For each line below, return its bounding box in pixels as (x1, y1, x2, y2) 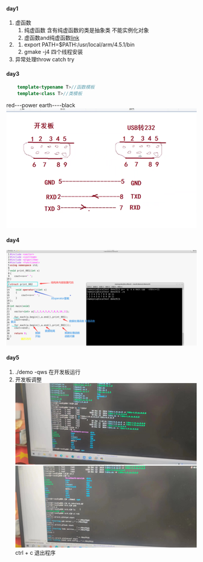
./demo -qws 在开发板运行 (14, 368, 81, 375)
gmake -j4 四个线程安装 (24, 49, 83, 56)
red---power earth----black (6, 102, 76, 109)
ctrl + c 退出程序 (14, 549, 56, 557)
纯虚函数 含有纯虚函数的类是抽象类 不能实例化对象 (24, 27, 149, 34)
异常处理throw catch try (14, 56, 74, 63)
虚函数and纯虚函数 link (24, 34, 80, 42)
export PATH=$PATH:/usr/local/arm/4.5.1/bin (24, 41, 135, 49)
